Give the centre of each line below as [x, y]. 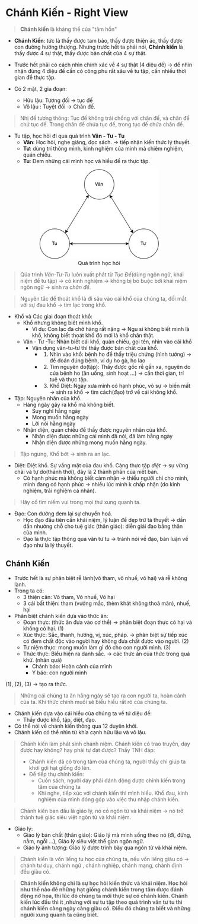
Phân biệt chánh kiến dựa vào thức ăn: [61, 616]
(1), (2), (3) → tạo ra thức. [36, 684]
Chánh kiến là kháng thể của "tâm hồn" [68, 29]
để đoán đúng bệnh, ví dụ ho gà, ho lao [98, 360]
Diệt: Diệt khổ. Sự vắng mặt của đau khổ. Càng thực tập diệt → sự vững [101, 465]
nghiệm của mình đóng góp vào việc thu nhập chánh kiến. [109, 799]
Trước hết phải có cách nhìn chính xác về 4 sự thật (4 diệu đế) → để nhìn [103, 65]
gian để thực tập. [35, 77]
